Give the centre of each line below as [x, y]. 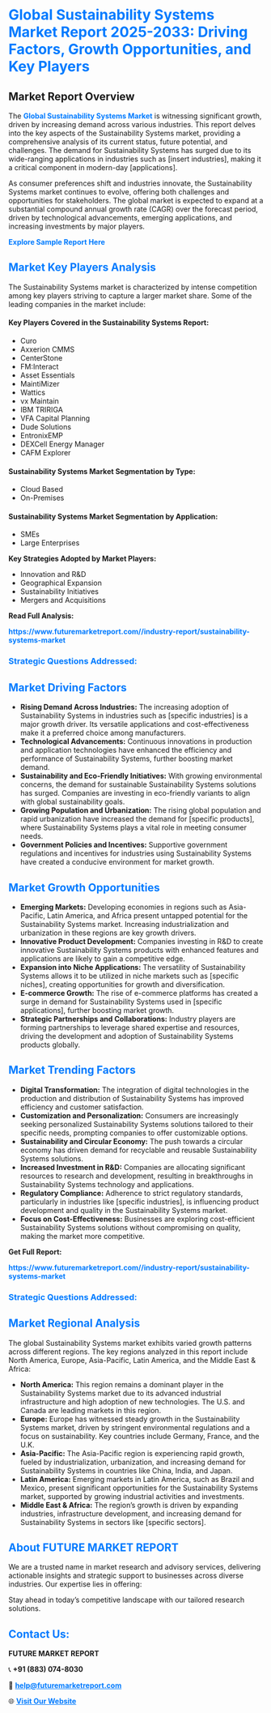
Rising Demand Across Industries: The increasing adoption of [124, 707]
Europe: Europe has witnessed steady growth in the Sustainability [130, 1419]
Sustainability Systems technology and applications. [107, 1184]
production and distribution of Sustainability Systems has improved [132, 1098]
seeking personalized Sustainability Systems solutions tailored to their [137, 1124]
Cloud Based [41, 489]
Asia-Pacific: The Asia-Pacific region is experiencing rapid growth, [132, 1453]
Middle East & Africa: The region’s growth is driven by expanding [129, 1505]
